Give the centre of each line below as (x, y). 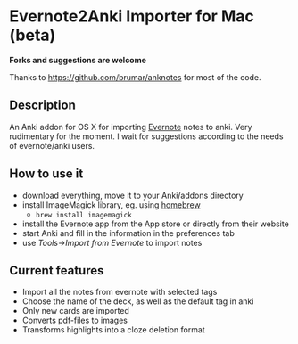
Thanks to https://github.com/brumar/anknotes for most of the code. (135, 77)
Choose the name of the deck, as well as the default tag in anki (138, 301)
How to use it (46, 174)
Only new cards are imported (75, 311)
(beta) (33, 35)
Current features (57, 270)
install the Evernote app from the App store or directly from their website (156, 224)
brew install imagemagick (83, 215)
